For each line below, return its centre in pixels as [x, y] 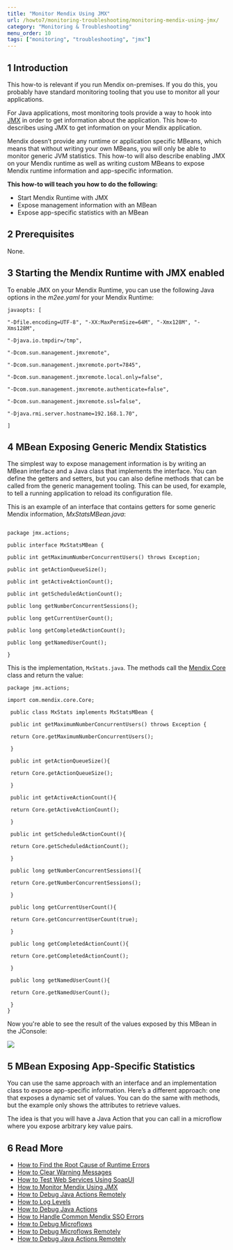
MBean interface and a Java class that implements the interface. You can [112, 471]
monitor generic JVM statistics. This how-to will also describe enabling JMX [116, 156]
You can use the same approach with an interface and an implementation [112, 1083]
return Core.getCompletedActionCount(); [70, 956]
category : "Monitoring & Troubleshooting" [70, 26]
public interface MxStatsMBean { [56, 545]
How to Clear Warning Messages [64, 1172]
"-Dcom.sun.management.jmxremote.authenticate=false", [88, 389]
